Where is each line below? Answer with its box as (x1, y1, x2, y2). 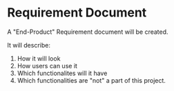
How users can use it (17, 61, 78, 70)
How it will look (17, 54, 61, 63)
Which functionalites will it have (17, 69, 108, 77)
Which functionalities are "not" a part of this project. (17, 76, 166, 84)
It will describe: (7, 41, 50, 49)
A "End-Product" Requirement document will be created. (7, 28, 168, 36)
